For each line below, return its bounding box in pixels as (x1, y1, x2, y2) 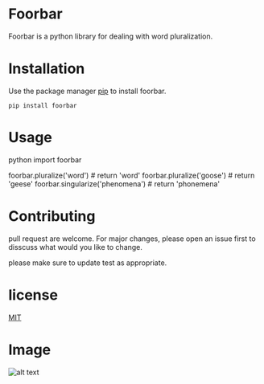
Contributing (8, 207, 96, 225)
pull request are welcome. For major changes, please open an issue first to (8, 234, 256, 243)
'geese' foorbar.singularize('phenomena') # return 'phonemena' (8, 178, 221, 189)
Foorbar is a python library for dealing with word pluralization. (8, 31, 213, 41)
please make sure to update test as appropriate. (8, 258, 167, 268)
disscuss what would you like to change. (8, 242, 143, 251)
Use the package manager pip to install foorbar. (8, 86, 167, 96)
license (8, 286, 59, 304)
